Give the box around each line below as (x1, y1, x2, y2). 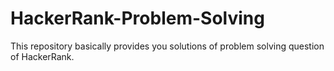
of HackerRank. (10, 50, 75, 62)
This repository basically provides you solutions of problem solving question (10, 40, 325, 52)
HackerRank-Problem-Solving (10, 7, 265, 30)
